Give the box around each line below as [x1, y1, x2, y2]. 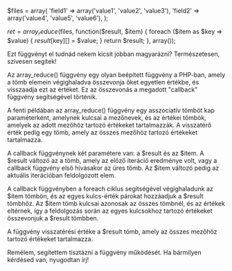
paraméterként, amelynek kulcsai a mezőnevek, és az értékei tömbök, [7, 113, 206, 121]
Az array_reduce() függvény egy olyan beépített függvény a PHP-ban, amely [7, 70, 226, 79]
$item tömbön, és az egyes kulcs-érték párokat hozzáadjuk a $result [7, 191, 204, 200]
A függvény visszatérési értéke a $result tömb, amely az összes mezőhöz [7, 227, 217, 236]
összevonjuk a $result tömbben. [7, 213, 99, 222]
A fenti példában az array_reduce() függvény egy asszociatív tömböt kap [7, 106, 215, 114]
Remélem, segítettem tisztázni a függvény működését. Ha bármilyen [7, 248, 202, 256]
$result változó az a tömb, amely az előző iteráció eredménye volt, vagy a [7, 156, 217, 164]
